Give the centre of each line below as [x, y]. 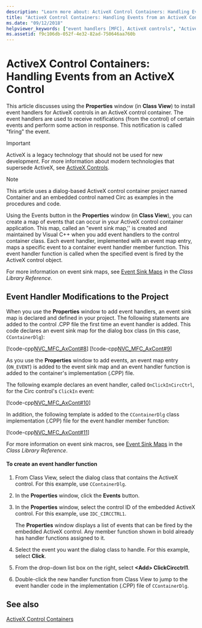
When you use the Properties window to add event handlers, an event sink [99, 311]
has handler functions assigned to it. [60, 538]
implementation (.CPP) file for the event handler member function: [88, 421]
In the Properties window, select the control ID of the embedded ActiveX [105, 507]
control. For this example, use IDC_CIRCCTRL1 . [71, 514]
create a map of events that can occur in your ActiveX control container [95, 222]
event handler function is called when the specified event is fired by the [95, 254]
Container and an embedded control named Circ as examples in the [90, 197]
